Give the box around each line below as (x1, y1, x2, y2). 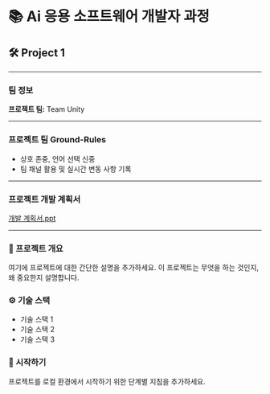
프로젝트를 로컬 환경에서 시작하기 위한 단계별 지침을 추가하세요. (8, 376, 207, 386)
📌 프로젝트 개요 (8, 243, 63, 254)
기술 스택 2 (19, 325, 55, 334)
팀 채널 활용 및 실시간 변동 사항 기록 (19, 164, 132, 174)
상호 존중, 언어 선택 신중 (19, 154, 96, 163)
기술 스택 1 (19, 314, 54, 324)
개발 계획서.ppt (8, 213, 56, 223)
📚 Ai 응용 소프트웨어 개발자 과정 (8, 7, 211, 26)
